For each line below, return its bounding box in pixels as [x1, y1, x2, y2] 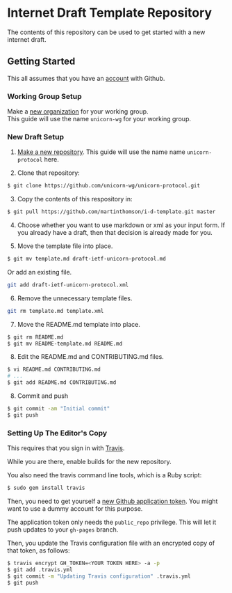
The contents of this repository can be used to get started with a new [7, 28, 206, 36]
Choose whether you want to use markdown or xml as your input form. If [17, 221, 226, 229]
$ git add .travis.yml [7, 566, 73, 573]
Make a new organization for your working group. [7, 107, 149, 116]
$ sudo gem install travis [7, 484, 85, 492]
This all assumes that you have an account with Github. [7, 74, 165, 82]
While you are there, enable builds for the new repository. [7, 458, 172, 466]
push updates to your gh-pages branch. [7, 525, 119, 534]
